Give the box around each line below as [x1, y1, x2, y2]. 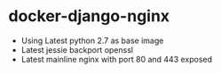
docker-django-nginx [8, 6, 170, 26]
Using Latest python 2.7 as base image [20, 35, 164, 46]
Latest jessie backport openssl [20, 44, 134, 55]
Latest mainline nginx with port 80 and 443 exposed [20, 54, 213, 64]
